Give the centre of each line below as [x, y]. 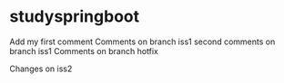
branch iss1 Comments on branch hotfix [84, 51]
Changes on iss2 [41, 69]
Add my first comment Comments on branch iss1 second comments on [142, 41]
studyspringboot [74, 17]
